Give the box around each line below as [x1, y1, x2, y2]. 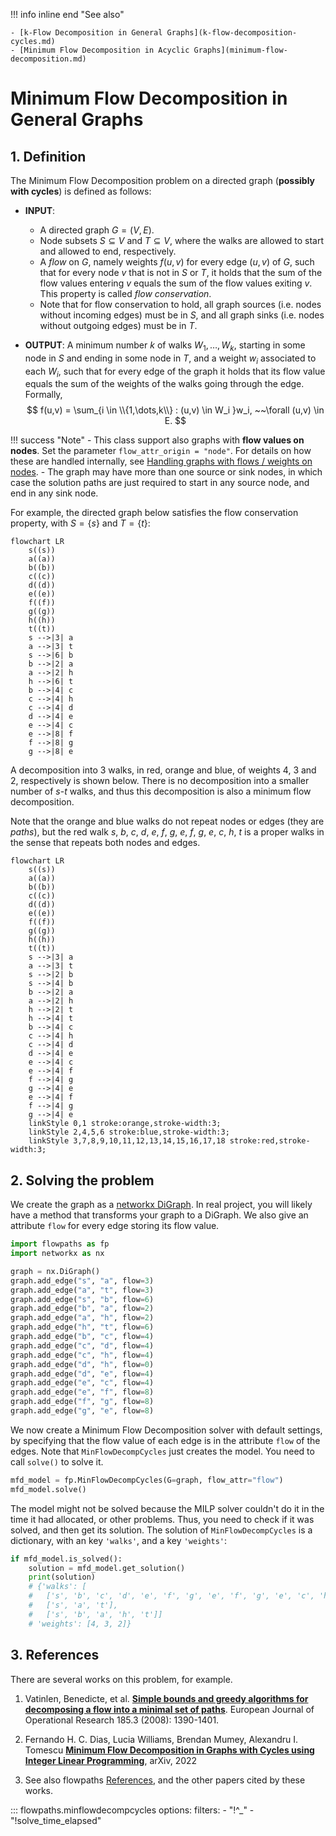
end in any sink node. [10, 487, 99, 499]
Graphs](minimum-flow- [193, 45, 288, 55]
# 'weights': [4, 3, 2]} [28, 1619, 132, 1629]
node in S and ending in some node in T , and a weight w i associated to [24, 352, 317, 366]
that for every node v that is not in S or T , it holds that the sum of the [39, 267, 323, 278]
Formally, [24, 389, 63, 401]
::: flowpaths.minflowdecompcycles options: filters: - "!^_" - [10, 1804, 255, 1816]
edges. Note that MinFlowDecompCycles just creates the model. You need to [10, 1445, 315, 1457]
